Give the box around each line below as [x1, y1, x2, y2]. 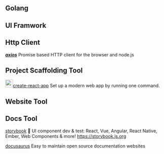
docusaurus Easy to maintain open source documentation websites [5, 143, 146, 149]
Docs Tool [5, 114, 37, 123]
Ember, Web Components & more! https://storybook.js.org [5, 133, 127, 139]
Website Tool [5, 97, 48, 106]
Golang [5, 4, 29, 13]
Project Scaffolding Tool [5, 66, 83, 74]
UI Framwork [5, 21, 47, 30]
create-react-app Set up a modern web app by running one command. [13, 83, 160, 89]
